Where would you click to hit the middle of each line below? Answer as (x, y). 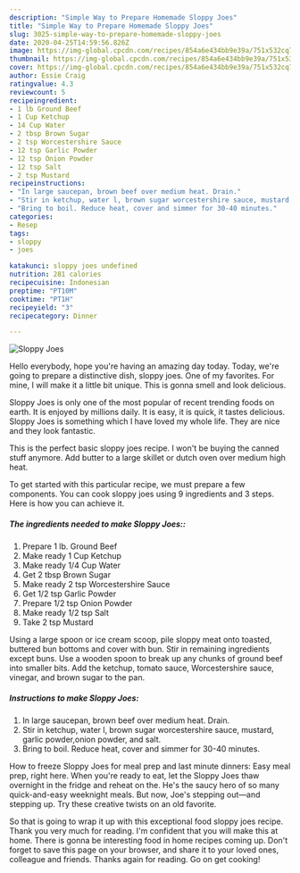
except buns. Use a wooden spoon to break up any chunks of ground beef (146, 659)
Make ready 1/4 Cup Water (71, 565)
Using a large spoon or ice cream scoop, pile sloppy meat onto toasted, (141, 640)
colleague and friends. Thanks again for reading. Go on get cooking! (135, 860)
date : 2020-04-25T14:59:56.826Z (69, 42)
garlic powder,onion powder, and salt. (92, 740)
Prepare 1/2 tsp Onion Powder (77, 603)
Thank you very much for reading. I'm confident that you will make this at (144, 831)
